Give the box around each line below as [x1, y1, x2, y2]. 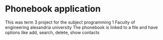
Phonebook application [5, 3, 101, 14]
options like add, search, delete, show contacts [5, 29, 100, 35]
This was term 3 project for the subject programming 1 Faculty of [5, 19, 135, 25]
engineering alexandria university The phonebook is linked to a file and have [5, 24, 158, 30]
